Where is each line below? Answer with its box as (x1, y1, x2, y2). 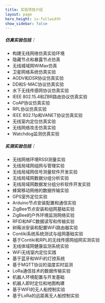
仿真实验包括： (5, 37, 36, 43)
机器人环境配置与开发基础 (12, 274, 65, 280)
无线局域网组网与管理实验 (12, 163, 65, 169)
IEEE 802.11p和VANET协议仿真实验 (12, 112, 83, 118)
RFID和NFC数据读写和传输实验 (12, 218, 75, 224)
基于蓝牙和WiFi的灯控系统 (12, 255, 65, 261)
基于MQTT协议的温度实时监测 (12, 262, 73, 268)
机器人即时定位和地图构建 (12, 280, 65, 286)
